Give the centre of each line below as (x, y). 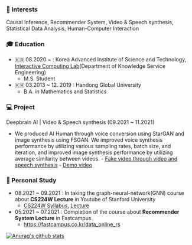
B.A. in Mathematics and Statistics (65, 92)
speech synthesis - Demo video (53, 165)
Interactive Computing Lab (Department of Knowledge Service (90, 66)
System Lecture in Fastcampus (53, 218)
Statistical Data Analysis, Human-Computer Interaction (73, 28)
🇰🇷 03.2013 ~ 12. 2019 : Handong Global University (78, 84)
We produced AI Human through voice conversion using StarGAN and (100, 133)
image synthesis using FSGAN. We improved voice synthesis (89, 140)
